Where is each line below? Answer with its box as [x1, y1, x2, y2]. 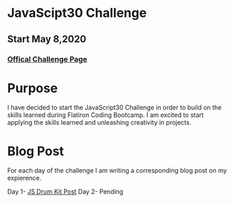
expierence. [7, 174, 42, 183]
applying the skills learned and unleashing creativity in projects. [7, 118, 192, 127]
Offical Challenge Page [7, 54, 88, 64]
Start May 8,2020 [7, 33, 86, 45]
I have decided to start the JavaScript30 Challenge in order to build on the [7, 104, 222, 112]
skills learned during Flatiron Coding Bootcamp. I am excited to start [7, 111, 204, 119]
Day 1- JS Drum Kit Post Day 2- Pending [7, 187, 124, 196]
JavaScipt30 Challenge [7, 5, 147, 21]
